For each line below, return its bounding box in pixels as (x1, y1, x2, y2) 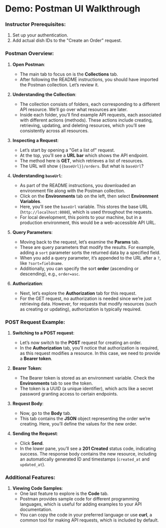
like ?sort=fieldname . (19, 260, 63, 266)
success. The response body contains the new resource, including (19, 451, 157, 457)
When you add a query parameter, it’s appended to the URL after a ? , (19, 254, 161, 260)
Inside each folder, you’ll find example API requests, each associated (19, 111, 162, 117)
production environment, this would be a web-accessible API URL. (19, 219, 156, 225)
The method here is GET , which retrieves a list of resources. (19, 157, 144, 163)
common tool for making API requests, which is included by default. (19, 517, 159, 523)
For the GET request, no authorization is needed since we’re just (19, 295, 152, 301)
